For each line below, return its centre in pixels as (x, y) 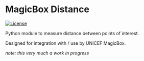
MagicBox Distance (47, 9)
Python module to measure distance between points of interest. (72, 33)
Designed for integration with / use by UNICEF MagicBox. (66, 43)
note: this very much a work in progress (47, 53)
